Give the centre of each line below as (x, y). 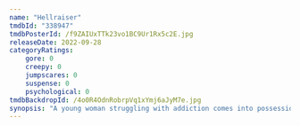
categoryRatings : (42, 51)
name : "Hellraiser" (46, 17)
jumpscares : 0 (51, 75)
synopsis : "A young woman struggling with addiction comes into (131, 108)
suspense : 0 (47, 83)
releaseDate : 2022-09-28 (55, 42)
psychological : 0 (58, 91)
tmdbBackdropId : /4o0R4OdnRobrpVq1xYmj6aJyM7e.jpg (105, 100)
